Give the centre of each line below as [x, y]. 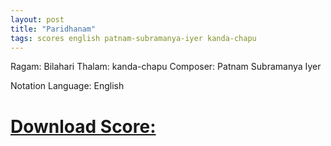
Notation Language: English [67, 86]
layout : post [37, 19]
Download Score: [83, 126]
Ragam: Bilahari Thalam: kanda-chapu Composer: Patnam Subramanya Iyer [166, 67]
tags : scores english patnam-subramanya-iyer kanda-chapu [133, 38]
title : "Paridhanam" [53, 29]
